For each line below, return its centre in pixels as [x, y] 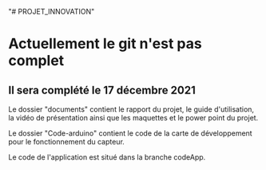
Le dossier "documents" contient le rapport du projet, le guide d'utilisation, [131, 109]
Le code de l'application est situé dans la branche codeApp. [107, 157]
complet [36, 61]
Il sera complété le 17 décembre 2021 [102, 90]
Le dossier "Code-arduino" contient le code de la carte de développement [131, 133]
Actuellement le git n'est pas [105, 44]
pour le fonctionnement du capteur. [67, 142]
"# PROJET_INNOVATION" [52, 12]
